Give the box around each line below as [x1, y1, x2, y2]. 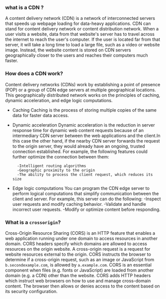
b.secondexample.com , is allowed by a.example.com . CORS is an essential [5, 262, 152, 268]
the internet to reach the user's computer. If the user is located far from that [5, 36, 161, 42]
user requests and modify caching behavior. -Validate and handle [12, 201, 147, 207]
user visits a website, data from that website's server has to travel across [5, 31, 155, 37]
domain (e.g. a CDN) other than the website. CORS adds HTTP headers [5, 272, 151, 278]
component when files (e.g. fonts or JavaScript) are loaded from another [5, 267, 154, 273]
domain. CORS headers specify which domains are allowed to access [5, 241, 148, 247]
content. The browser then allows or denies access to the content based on [5, 283, 160, 289]
